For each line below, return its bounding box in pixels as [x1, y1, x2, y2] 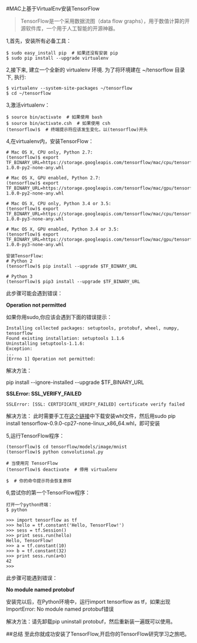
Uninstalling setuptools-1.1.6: [6, 341, 85, 346]
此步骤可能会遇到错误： [6, 290, 63, 297]
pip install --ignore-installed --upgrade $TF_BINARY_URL [6, 379, 145, 386]
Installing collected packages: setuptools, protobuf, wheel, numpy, [6, 325, 180, 331]
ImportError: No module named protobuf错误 [6, 605, 114, 613]
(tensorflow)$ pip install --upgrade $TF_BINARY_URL [6, 263, 138, 269]
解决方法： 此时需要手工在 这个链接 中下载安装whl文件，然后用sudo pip [6, 413, 176, 419]
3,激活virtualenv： [6, 101, 50, 108]
